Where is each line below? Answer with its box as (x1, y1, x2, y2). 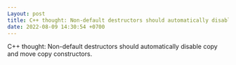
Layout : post (7, 10, 46, 17)
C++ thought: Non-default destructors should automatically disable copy (7, 43, 218, 51)
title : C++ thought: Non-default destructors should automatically (7, 17, 209, 24)
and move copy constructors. (7, 50, 93, 58)
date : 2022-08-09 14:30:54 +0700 (7, 23, 105, 30)
